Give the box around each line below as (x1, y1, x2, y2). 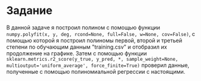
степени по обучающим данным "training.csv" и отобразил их (6, 43, 167, 51)
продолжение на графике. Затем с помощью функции (6, 49, 147, 57)
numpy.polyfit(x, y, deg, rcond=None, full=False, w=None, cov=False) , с (6, 30, 196, 37)
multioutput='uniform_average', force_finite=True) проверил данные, (6, 62, 190, 69)
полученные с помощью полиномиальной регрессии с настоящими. (6, 68, 186, 75)
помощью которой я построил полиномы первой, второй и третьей (6, 37, 183, 44)
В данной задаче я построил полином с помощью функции (6, 24, 160, 31)
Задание (6, 4, 53, 18)
